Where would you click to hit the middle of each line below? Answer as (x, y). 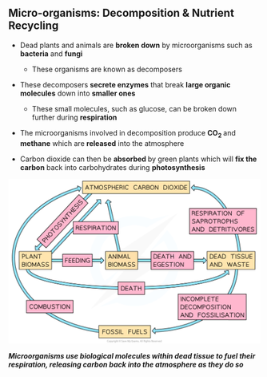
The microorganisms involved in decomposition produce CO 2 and (128, 134)
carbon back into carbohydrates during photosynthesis (112, 167)
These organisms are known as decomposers (107, 69)
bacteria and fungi (51, 53)
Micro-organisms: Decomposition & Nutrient (121, 13)
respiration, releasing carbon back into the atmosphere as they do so (126, 364)
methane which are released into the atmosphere (102, 143)
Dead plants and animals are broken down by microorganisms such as (136, 45)
